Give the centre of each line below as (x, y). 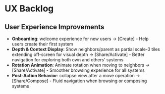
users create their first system (42, 44)
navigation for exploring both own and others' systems (68, 60)
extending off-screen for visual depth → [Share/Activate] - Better (78, 54)
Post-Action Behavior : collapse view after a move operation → (76, 75)
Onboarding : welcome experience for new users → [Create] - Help (80, 39)
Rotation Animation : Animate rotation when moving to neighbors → (81, 65)
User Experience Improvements (55, 27)
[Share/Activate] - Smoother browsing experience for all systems (78, 70)
